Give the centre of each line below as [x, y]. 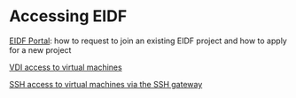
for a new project [40, 49]
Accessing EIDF [68, 16]
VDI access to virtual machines [66, 67]
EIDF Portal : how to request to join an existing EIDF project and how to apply [148, 41]
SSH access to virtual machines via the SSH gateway [106, 84]
